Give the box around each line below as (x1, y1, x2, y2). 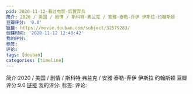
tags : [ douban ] (6, 52, 43, 58)
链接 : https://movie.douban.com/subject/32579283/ (6, 25, 130, 31)
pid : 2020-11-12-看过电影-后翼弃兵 (6, 8, 86, 15)
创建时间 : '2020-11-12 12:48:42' (6, 30, 84, 36)
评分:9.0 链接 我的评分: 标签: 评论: (6, 81, 87, 88)
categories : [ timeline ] (6, 57, 64, 63)
